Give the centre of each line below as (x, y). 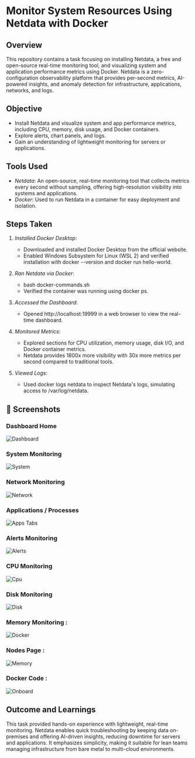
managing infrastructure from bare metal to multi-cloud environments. (90, 749)
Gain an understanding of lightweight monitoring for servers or (90, 142)
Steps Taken (29, 224)
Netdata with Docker (57, 23)
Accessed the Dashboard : (46, 303)
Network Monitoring (35, 482)
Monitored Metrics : (37, 332)
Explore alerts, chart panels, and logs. (60, 135)
